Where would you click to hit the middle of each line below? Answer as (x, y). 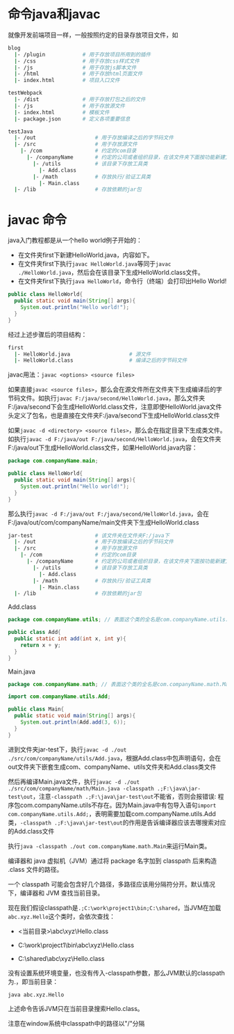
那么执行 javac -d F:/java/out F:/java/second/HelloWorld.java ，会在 (109, 514)
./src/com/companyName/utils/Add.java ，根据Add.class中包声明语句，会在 (115, 758)
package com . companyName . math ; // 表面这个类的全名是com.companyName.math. (115, 684)
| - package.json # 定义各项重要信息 (72, 119)
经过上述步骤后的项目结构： (48, 334)
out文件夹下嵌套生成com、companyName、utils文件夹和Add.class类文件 (112, 767)
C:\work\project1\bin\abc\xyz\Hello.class (76, 945)
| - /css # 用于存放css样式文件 (77, 61)
